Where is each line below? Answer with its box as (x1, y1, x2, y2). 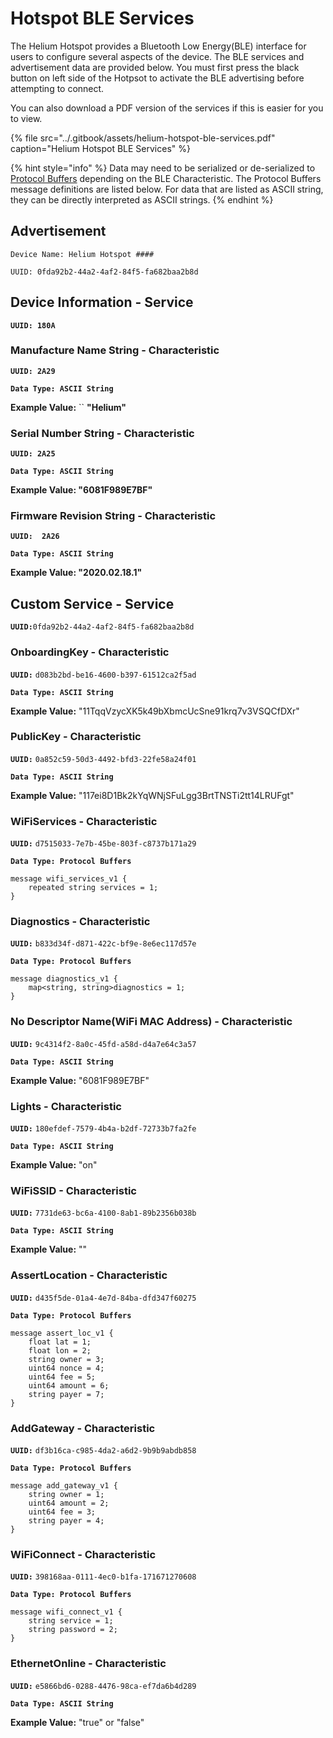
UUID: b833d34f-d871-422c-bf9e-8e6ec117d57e (10, 939, 197, 949)
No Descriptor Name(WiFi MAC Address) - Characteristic (10, 1015, 293, 1029)
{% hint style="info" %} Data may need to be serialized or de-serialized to (10, 162, 316, 174)
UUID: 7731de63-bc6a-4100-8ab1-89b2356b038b (10, 1208, 197, 1219)
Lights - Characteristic (10, 1099, 122, 1113)
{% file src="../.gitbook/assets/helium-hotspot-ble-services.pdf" (10, 132, 276, 144)
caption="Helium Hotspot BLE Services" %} (10, 142, 191, 154)
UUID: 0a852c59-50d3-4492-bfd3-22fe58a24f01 (10, 754, 197, 764)
